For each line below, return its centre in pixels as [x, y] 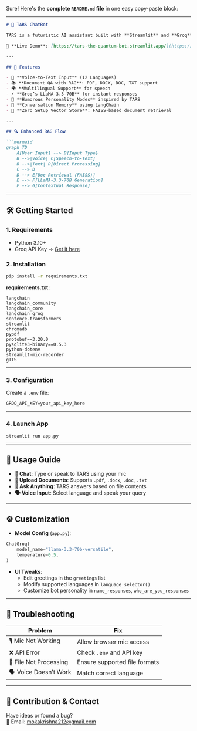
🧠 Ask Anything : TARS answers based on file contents [80, 486]
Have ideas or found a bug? [40, 716]
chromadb [17, 329]
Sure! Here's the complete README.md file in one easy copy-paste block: [92, 9]
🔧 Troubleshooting [40, 614]
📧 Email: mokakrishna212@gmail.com [51, 722]
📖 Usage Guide [34, 460]
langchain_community [31, 303]
